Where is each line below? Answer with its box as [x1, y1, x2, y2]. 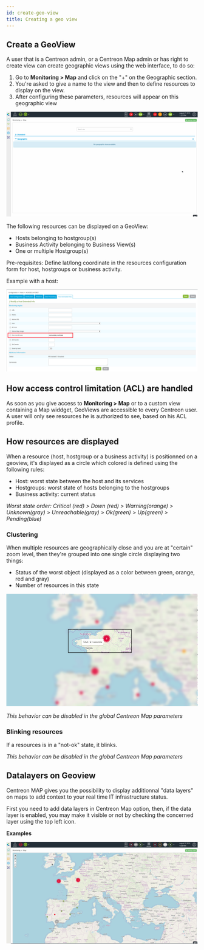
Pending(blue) [6, 515, 42, 522]
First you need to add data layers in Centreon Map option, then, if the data [6, 805, 192, 812]
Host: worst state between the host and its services [15, 477, 144, 484]
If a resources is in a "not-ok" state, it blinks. [6, 742, 118, 749]
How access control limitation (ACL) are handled [6, 384, 193, 394]
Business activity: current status [15, 490, 96, 498]
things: [6, 557, 24, 564]
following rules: [6, 466, 45, 473]
